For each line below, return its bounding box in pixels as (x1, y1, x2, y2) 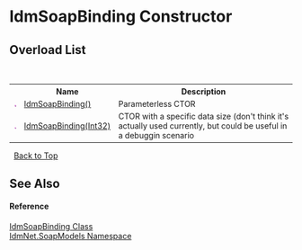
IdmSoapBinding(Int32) (23, 121, 111, 131)
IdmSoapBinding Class (9, 221, 93, 232)
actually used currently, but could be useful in (118, 121, 288, 131)
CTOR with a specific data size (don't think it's (118, 111, 289, 121)
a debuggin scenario (118, 130, 195, 140)
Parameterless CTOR (118, 98, 196, 109)
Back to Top (13, 150, 58, 161)
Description (181, 85, 226, 96)
